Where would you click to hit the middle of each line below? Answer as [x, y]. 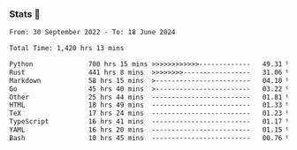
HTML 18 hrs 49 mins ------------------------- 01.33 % [150, 105]
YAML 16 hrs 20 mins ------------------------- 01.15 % [150, 130]
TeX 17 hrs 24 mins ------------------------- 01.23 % [150, 114]
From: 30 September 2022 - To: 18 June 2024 [92, 33]
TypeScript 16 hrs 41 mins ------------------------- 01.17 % [150, 122]
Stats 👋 [25, 14]
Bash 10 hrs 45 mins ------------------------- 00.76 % [150, 138]
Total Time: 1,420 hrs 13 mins [67, 49]
